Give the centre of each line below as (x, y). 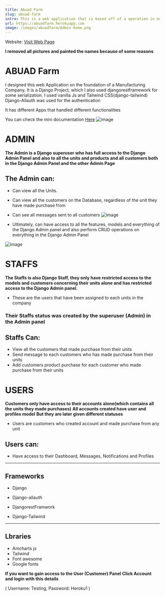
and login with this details (32, 579)
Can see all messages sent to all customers (56, 215)
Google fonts (25, 564)
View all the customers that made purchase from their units (72, 350)
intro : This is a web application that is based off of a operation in (80, 19)
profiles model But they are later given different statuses (64, 414)
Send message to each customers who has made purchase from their (83, 354)
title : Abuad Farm (24, 10)
